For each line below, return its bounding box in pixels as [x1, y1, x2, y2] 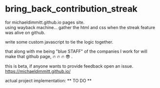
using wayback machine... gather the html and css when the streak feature [5, 24, 155, 30]
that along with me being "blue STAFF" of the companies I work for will [5, 48, 148, 54]
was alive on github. [5, 29, 45, 35]
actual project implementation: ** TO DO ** [5, 77, 92, 83]
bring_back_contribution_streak [5, 3, 138, 15]
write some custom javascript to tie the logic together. [5, 39, 114, 44]
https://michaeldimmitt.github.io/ [5, 68, 71, 74]
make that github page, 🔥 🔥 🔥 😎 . [5, 53, 73, 59]
